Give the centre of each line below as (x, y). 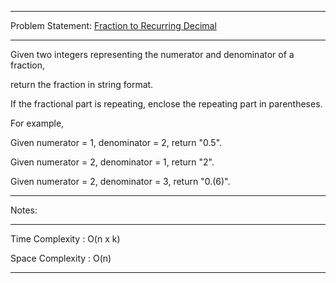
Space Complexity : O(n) (61, 258)
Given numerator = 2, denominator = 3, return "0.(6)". (120, 181)
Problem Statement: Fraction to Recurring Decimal (113, 25)
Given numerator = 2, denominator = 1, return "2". (112, 162)
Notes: (24, 210)
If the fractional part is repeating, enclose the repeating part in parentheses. (166, 104)
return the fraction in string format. (82, 84)
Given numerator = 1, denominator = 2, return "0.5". (116, 142)
